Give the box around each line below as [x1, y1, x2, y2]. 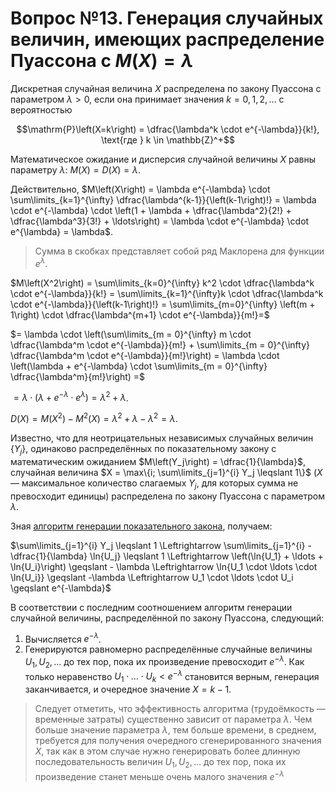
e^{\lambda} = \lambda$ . [10, 225, 113, 237]
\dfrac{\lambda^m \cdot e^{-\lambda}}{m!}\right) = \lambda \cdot [10, 349, 280, 361]
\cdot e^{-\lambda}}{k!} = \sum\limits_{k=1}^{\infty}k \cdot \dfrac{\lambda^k [10, 287, 324, 299]
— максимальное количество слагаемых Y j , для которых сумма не [10, 477, 299, 491]
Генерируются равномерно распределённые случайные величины [24, 643, 313, 656]
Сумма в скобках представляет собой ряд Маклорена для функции [34, 245, 325, 257]
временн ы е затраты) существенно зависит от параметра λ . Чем [34, 713, 313, 726]
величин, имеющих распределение [10, 28, 325, 51]
